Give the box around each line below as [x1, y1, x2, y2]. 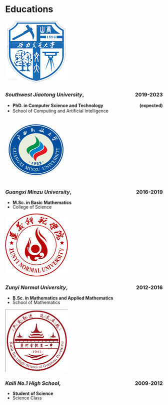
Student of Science [12, 390, 53, 396]
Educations [5, 4, 53, 15]
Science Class [12, 395, 42, 401]
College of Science [12, 204, 52, 210]
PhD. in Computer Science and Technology [12, 103, 103, 109]
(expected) [139, 103, 163, 109]
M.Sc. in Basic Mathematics [12, 199, 72, 206]
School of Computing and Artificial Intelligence [12, 108, 109, 114]
